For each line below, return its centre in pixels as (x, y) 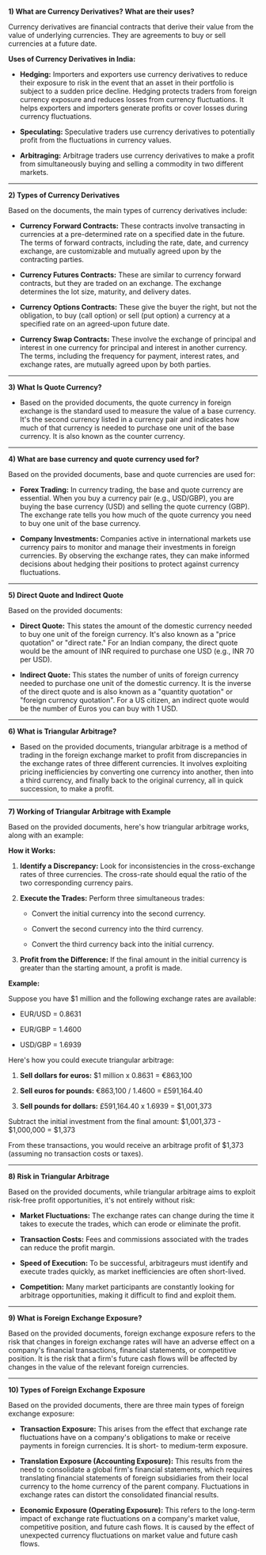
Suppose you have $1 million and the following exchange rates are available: (132, 999)
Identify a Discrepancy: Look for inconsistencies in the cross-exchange (137, 866)
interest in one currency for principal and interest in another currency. (133, 347)
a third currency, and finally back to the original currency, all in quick (131, 780)
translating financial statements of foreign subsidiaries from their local (134, 1478)
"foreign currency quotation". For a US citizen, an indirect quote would (134, 700)
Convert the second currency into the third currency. (117, 929)
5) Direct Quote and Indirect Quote (66, 595)
